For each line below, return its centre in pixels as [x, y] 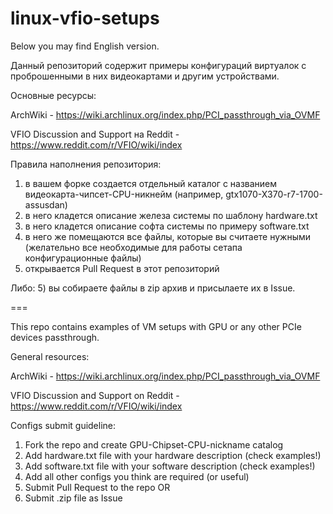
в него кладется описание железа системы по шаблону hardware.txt [171, 215]
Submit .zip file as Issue [73, 498]
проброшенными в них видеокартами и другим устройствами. [145, 76]
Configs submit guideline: [63, 425]
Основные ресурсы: [53, 95]
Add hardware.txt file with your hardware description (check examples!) [173, 455]
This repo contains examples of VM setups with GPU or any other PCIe [156, 326]
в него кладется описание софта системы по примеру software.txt [167, 226]
